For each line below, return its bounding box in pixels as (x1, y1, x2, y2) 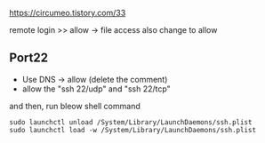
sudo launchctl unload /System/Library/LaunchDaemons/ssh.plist (9, 117, 253, 127)
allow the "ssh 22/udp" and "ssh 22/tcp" (21, 83, 171, 94)
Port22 (9, 51, 49, 66)
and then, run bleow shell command (9, 100, 141, 111)
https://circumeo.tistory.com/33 (9, 8, 126, 18)
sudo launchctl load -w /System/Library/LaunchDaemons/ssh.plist (9, 125, 256, 134)
